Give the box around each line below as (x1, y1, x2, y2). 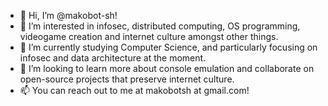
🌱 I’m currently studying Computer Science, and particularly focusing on (19, 41, 318, 53)
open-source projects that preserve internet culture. (19, 73, 235, 85)
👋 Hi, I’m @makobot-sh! (19, 10, 118, 21)
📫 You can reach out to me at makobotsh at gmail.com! (19, 85, 250, 96)
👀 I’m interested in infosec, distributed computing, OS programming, (19, 20, 301, 32)
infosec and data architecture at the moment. (19, 52, 207, 64)
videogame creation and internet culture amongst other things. (19, 31, 279, 42)
